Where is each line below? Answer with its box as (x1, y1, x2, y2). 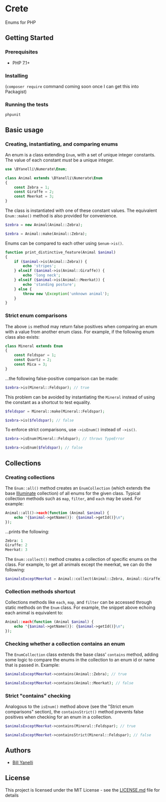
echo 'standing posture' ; (23, 282, 77, 287)
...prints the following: (5, 528, 49, 535)
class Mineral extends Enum (5, 344, 63, 349)
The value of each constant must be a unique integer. (5, 157, 114, 163)
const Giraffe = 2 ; (14, 189, 54, 195)
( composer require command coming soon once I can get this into (5, 83, 139, 89)
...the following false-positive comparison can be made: (5, 375, 119, 381)
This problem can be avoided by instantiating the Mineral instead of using (5, 394, 155, 400)
